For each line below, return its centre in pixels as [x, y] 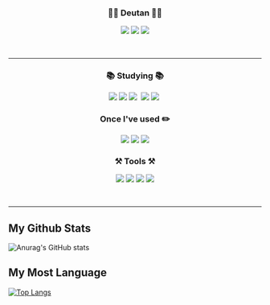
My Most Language [57, 273]
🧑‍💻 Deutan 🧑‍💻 [135, 13]
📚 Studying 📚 [135, 76]
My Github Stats [49, 228]
